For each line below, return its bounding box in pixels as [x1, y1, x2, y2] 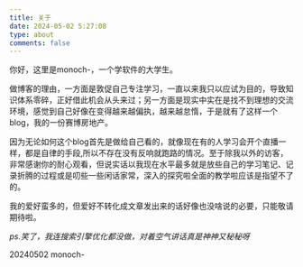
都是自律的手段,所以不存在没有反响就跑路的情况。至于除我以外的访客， [24, 148, 289, 159]
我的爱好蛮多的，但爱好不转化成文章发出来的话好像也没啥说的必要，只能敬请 [9, 200, 294, 212]
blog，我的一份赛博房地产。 [9, 117, 113, 128]
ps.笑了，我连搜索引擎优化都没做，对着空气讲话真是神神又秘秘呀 [9, 231, 250, 242]
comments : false [9, 38, 70, 48]
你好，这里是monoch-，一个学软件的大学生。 [9, 64, 179, 75]
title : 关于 [9, 13, 51, 23]
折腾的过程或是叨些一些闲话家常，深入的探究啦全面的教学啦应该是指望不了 [16, 170, 294, 181]
